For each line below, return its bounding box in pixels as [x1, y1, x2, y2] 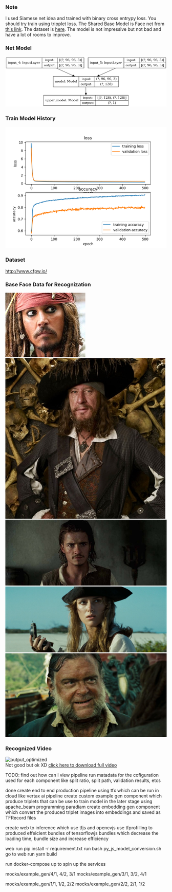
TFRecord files [5, 815, 36, 821]
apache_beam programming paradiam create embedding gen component [5, 804, 160, 810]
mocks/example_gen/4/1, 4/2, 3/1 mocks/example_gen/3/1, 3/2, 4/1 [5, 871, 147, 877]
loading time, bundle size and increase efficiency [5, 835, 109, 842]
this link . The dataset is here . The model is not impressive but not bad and [5, 26, 161, 32]
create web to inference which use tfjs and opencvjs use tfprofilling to [5, 825, 153, 831]
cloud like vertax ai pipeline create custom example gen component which [5, 793, 162, 799]
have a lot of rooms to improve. [5, 32, 71, 38]
